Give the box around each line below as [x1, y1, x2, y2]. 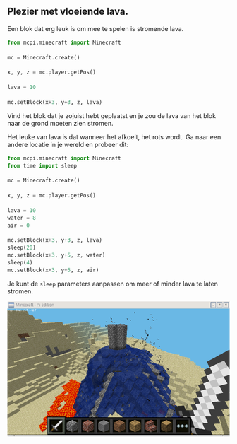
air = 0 [7, 222, 30, 229]
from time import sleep [7, 162, 78, 169]
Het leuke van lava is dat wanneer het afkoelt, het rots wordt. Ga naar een [7, 132, 221, 141]
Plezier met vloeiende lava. [7, 6, 129, 18]
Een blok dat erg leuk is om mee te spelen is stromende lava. [7, 24, 184, 33]
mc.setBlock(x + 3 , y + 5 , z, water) [7, 252, 106, 259]
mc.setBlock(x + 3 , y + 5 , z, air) [7, 267, 99, 274]
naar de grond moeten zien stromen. [7, 119, 114, 127]
